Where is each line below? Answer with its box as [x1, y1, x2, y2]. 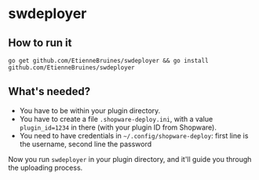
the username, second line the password [19, 139, 151, 149]
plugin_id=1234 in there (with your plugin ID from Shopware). [19, 123, 217, 132]
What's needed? [8, 85, 91, 98]
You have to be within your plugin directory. [19, 105, 161, 115]
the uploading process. [8, 163, 83, 172]
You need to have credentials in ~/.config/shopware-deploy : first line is [19, 130, 249, 140]
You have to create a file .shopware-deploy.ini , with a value [19, 114, 213, 123]
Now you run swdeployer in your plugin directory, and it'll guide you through [8, 154, 252, 163]
